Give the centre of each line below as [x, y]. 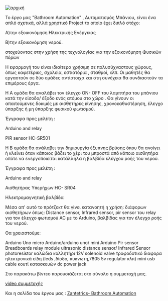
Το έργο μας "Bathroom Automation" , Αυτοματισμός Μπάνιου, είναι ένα [81, 17]
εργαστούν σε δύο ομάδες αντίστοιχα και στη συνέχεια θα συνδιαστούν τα [84, 78]
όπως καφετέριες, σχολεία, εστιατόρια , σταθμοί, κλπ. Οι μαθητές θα [78, 72]
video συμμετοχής [24, 283]
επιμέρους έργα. [23, 83]
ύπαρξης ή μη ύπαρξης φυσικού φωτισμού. [50, 109]
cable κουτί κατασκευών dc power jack [46, 264]
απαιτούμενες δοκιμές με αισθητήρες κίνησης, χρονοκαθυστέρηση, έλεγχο [84, 104]
